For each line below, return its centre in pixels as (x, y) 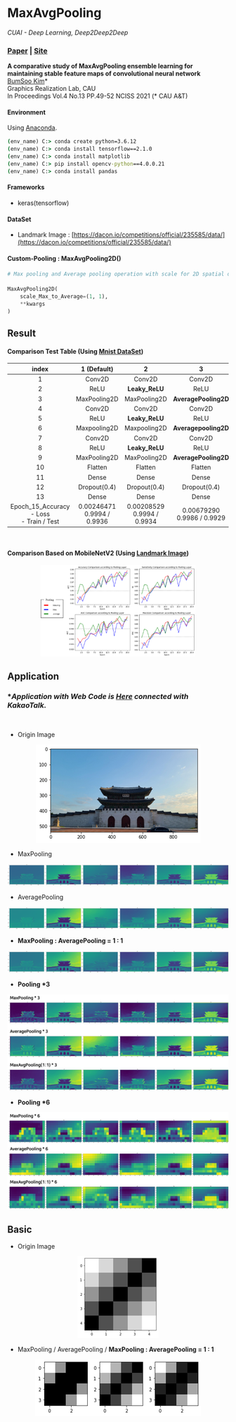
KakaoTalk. (27, 705)
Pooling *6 (34, 1102)
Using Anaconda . (32, 128)
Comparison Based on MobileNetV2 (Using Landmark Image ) (98, 553)
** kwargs (33, 304)
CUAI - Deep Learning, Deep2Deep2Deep (68, 32)
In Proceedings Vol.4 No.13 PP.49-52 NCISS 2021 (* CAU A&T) (98, 96)
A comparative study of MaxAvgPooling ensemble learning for (100, 66)
